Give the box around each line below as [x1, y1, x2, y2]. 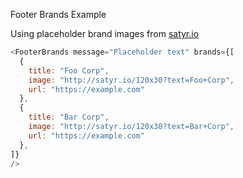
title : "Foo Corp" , [28, 65, 110, 76]
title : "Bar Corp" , [28, 112, 110, 123]
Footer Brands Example [10, 9, 107, 20]
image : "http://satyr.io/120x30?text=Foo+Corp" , [28, 75, 235, 85]
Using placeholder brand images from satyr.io [10, 28, 200, 39]
